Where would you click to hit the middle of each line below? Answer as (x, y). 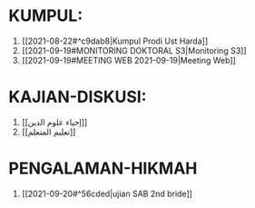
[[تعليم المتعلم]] (49, 132)
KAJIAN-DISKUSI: (78, 97)
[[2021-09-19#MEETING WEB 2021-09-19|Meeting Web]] (129, 60)
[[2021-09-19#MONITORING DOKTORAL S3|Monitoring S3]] (134, 50)
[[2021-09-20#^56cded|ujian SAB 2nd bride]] (107, 193)
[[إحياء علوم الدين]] (54, 122)
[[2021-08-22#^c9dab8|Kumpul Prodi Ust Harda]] (115, 41)
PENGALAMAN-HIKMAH (103, 168)
